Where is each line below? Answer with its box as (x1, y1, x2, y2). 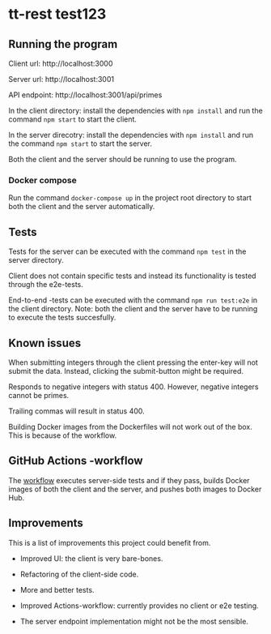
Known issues (8, 336, 82, 349)
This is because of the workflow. (8, 431, 117, 440)
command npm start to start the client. (8, 114, 138, 124)
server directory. (8, 255, 64, 265)
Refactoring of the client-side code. (19, 569, 139, 579)
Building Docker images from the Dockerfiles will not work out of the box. (8, 422, 252, 431)
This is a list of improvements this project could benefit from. (8, 538, 211, 547)
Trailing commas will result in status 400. (8, 406, 146, 416)
